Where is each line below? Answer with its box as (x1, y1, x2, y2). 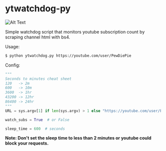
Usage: (5, 43, 20, 49)
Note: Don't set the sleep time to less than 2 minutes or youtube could (5, 135, 152, 141)
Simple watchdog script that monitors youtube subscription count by (5, 29, 145, 35)
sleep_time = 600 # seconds (5, 126, 65, 131)
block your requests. (5, 140, 49, 146)
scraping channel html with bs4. (5, 34, 71, 40)
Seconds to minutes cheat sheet (5, 76, 72, 81)
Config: (5, 62, 21, 68)
